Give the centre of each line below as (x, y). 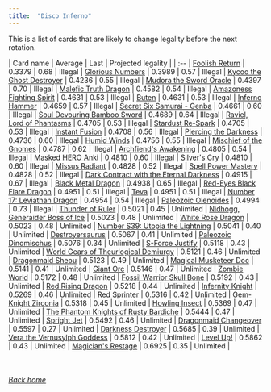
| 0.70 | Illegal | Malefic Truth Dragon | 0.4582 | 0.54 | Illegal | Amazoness (130, 89)
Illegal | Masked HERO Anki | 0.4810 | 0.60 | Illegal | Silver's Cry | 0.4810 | (130, 157)
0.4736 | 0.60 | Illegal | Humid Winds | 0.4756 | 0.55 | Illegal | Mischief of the (135, 140)
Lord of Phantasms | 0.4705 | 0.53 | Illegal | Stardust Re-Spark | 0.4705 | (129, 123)
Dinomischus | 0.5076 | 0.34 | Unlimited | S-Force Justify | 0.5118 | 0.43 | (129, 243)
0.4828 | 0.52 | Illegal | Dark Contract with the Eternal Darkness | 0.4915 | (130, 174)
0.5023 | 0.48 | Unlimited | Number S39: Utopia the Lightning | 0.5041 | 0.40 (135, 226)
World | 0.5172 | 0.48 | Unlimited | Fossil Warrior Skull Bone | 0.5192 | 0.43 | (133, 277)
